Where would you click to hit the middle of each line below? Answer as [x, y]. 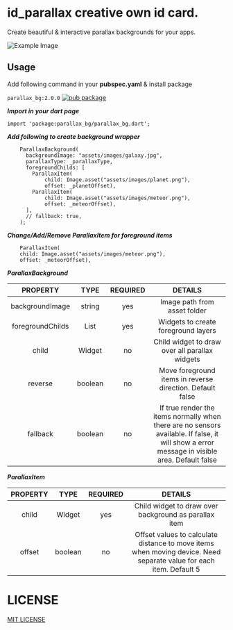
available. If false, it [187, 433]
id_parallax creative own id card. [103, 13]
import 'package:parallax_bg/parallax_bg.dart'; [79, 124]
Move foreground [188, 370]
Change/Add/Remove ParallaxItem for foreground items [90, 235]
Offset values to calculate [176, 534]
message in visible [187, 451]
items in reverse [187, 379]
